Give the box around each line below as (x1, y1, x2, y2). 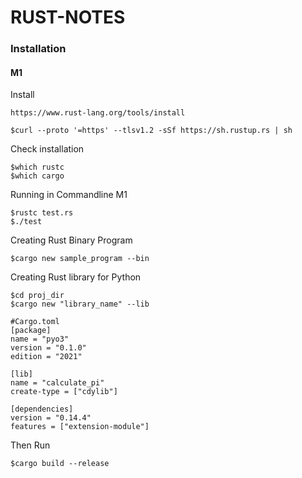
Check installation (10, 143, 85, 155)
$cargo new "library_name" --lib (10, 299, 150, 310)
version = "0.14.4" (10, 413, 92, 423)
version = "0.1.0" (10, 343, 87, 353)
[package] (10, 326, 52, 336)
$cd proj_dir (10, 291, 65, 301)
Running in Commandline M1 (10, 189, 128, 201)
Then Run (10, 439, 51, 451)
